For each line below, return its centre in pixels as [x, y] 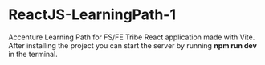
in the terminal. [33, 54]
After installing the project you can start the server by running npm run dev [132, 45]
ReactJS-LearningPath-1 [92, 15]
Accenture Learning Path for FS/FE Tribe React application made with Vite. [132, 37]
